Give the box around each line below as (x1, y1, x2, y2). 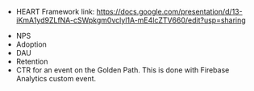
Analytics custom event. (15, 74, 97, 83)
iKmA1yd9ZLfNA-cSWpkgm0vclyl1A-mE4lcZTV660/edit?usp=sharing (15, 15, 246, 25)
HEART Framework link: (15, 7, 95, 16)
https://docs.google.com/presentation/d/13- (96, 7, 244, 16)
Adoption (15, 39, 47, 49)
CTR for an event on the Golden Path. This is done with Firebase (15, 65, 230, 75)
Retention (15, 56, 48, 66)
